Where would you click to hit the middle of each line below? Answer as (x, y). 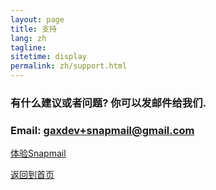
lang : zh (28, 38)
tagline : (28, 47)
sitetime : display (48, 57)
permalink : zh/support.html (69, 66)
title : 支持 (33, 29)
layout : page (37, 19)
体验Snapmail (38, 153)
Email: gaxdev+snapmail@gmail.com (102, 130)
